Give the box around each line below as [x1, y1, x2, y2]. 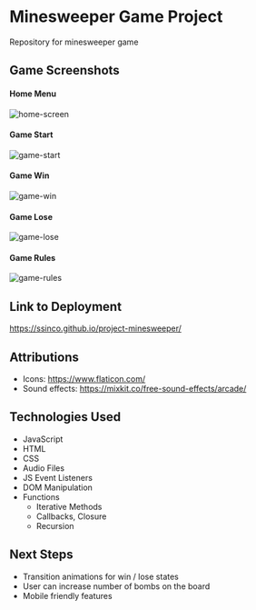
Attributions [9, 349, 80, 365]
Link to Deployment [9, 298, 123, 315]
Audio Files [22, 462, 65, 474]
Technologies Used [9, 409, 121, 425]
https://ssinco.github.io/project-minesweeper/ [9, 323, 182, 334]
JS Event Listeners [22, 472, 94, 483]
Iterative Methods [35, 501, 103, 512]
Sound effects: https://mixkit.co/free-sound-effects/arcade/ [22, 383, 247, 394]
